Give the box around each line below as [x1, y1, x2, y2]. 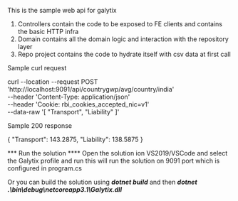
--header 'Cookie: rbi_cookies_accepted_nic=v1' [7, 100, 150, 109]
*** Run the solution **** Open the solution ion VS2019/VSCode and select [7, 149, 228, 157]
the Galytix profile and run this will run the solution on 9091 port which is [7, 156, 220, 165]
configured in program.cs [7, 164, 82, 173]
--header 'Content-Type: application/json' [7, 92, 130, 101]
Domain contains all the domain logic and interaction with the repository [17, 35, 229, 43]
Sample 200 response [7, 121, 73, 130]
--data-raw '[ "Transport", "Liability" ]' [7, 108, 120, 116]
